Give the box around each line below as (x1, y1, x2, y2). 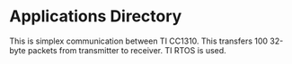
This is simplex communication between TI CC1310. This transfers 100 (9, 36, 268, 46)
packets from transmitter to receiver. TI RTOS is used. (27, 44, 226, 55)
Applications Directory (9, 6, 182, 27)
